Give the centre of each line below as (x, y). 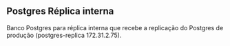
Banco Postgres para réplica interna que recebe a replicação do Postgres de (115, 27)
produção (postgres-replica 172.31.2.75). (64, 35)
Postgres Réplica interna (60, 11)
